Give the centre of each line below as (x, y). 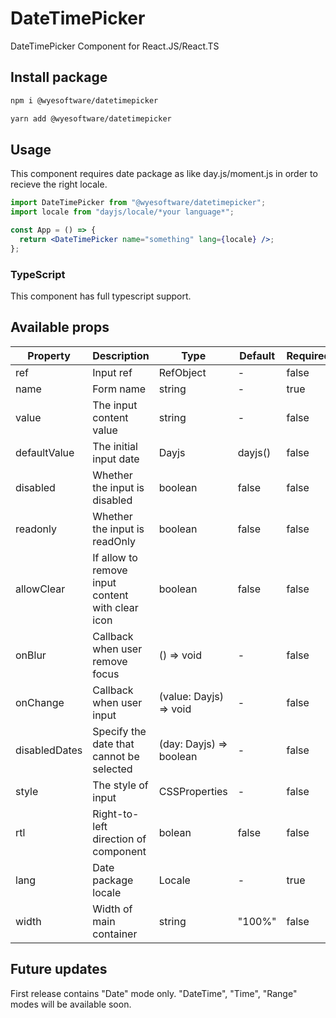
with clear (115, 607)
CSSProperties (193, 791)
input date (116, 459)
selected (112, 769)
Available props (60, 327)
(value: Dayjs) (191, 696)
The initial (115, 446)
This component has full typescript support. (101, 296)
